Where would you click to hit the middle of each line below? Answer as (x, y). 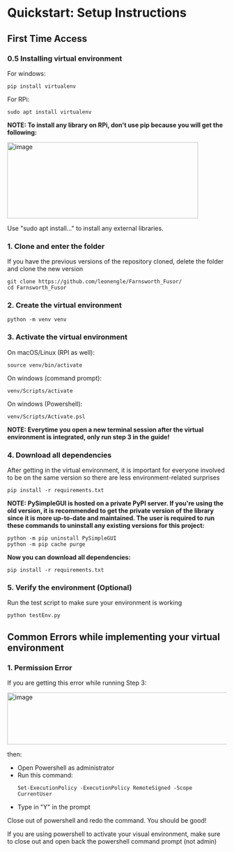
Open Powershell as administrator (66, 768)
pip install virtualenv (42, 86)
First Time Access (47, 39)
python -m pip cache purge (46, 545)
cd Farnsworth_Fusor (37, 288)
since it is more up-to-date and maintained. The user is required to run (111, 518)
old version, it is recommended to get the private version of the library (111, 511)
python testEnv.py (34, 616)
